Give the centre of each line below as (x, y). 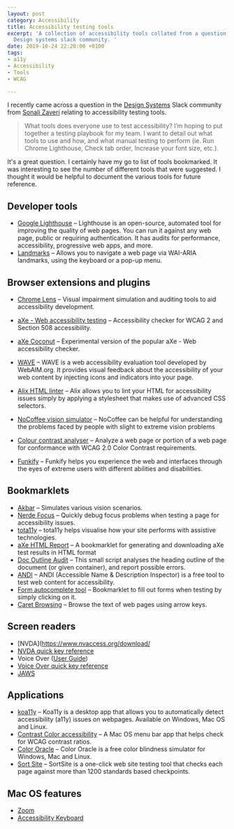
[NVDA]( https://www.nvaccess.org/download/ (84, 643)
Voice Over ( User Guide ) (53, 658)
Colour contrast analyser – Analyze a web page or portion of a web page (122, 440)
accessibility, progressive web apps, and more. (85, 245)
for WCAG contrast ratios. (54, 742)
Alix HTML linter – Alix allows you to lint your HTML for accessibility (114, 391)
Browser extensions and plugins (79, 282)
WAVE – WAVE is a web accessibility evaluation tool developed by (112, 362)
